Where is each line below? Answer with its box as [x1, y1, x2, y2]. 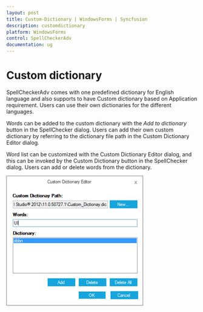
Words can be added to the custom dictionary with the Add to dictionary [6, 119, 187, 127]
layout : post [6, 10, 39, 16]
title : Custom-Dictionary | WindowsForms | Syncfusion [6, 16, 148, 22]
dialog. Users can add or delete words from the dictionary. [6, 164, 152, 171]
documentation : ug [6, 42, 53, 48]
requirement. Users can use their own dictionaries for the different [6, 101, 171, 108]
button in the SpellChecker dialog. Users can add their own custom [6, 126, 174, 133]
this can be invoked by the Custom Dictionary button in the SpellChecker [6, 157, 188, 164]
